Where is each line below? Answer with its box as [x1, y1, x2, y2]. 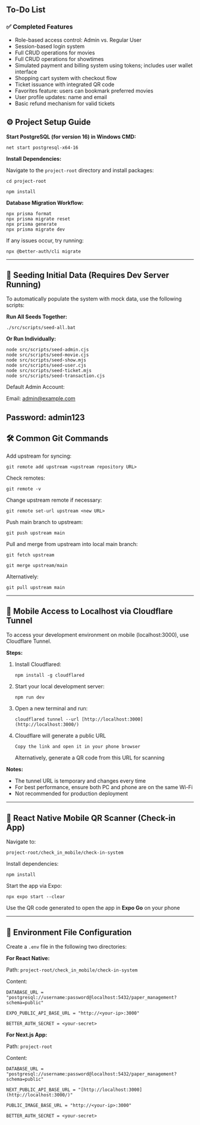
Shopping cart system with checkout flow [14, 74, 117, 81]
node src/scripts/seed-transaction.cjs [6, 373, 105, 379]
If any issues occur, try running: [6, 237, 84, 244]
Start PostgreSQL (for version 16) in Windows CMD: [6, 133, 136, 140]
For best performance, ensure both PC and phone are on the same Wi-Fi [14, 784, 193, 791]
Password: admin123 [6, 412, 85, 422]
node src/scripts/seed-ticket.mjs [6, 367, 92, 374]
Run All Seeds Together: [6, 313, 67, 320]
